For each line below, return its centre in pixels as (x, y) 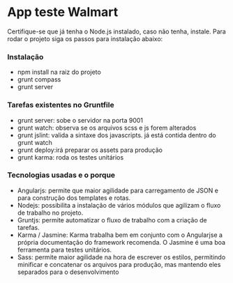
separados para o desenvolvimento (68, 272)
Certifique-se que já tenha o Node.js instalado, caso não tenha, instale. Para (117, 31)
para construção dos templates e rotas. (74, 198)
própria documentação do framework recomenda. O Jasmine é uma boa (121, 242)
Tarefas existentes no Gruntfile (61, 105)
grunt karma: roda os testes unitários (70, 157)
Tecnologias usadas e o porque (61, 175)
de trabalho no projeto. (50, 213)
